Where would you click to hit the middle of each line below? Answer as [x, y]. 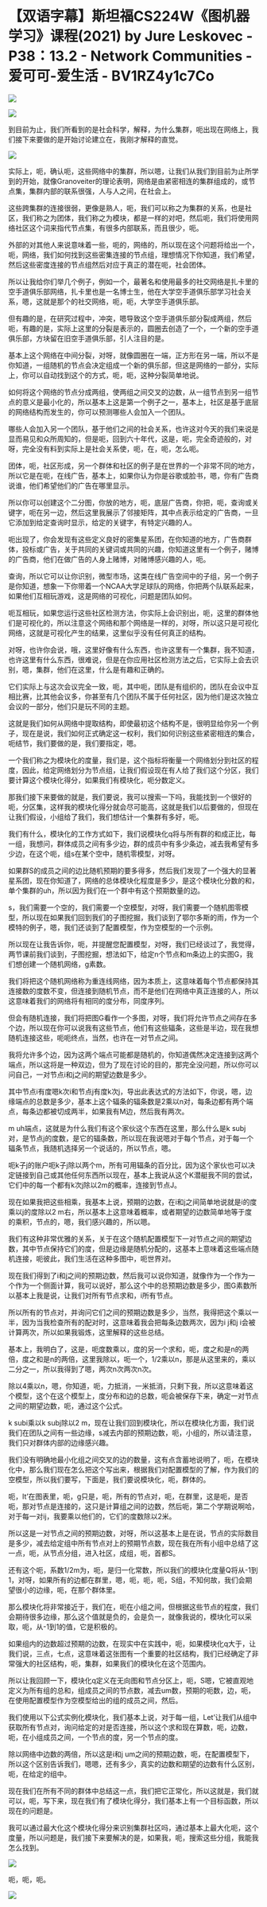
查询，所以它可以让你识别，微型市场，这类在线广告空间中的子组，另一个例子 [133, 576]
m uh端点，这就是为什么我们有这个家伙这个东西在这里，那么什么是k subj [127, 1128]
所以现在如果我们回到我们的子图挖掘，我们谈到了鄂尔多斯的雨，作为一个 [140, 917]
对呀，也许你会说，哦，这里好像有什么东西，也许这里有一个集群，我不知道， [133, 649]
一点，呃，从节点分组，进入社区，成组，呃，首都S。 [94, 1553]
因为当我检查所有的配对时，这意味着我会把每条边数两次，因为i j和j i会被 [139, 1322]
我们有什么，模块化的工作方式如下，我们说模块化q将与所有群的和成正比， [129, 833]
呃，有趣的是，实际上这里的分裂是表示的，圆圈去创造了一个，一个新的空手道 [133, 328]
